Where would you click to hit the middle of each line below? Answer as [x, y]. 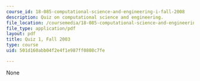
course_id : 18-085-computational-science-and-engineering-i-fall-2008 [96, 12]
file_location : [25, 23]
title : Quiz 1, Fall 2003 [38, 39]
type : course [22, 45]
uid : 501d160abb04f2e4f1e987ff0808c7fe [56, 51]
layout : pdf [21, 34]
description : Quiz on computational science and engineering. [85, 17]
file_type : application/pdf [41, 28]
